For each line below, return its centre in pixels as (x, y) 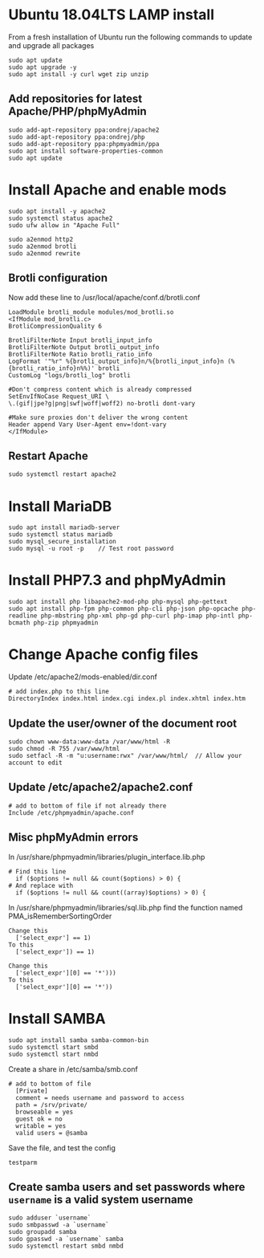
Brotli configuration (58, 278)
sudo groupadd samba (43, 1232)
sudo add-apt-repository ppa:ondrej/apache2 (84, 130)
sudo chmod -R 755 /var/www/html (64, 748)
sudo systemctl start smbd (53, 1047)
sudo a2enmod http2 (41, 239)
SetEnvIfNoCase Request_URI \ (59, 396)
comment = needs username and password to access (100, 1097)
